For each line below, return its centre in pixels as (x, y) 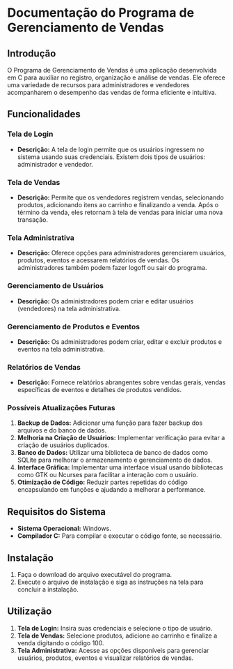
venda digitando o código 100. (61, 642)
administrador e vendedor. (55, 164)
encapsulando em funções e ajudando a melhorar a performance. (112, 490)
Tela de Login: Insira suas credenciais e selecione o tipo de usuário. (115, 628)
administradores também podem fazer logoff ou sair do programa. (112, 268)
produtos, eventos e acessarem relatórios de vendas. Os (98, 260)
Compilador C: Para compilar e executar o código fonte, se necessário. (120, 536)
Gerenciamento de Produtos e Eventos (74, 326)
